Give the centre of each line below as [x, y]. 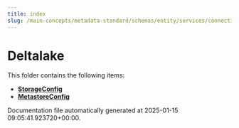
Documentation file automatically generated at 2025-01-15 [93, 110]
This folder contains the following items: [66, 75]
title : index [27, 14]
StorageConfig [40, 89]
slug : [15, 21]
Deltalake [36, 56]
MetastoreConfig [43, 97]
